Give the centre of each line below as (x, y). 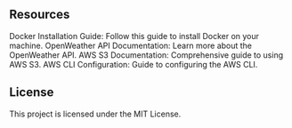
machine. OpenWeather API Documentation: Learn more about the (130, 45)
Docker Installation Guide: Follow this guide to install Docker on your (134, 36)
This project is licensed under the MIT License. (95, 114)
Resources (40, 15)
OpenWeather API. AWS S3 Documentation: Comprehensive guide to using (146, 55)
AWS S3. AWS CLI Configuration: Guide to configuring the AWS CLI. (134, 64)
